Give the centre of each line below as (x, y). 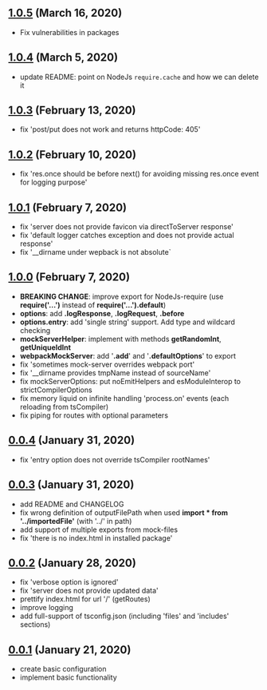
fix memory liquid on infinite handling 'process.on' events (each (124, 398)
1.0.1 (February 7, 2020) (68, 207)
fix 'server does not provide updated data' (89, 591)
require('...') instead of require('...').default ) (92, 305)
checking (35, 330)
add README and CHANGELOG (72, 504)
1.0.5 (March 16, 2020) (65, 13)
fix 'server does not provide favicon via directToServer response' (126, 227)
